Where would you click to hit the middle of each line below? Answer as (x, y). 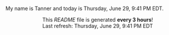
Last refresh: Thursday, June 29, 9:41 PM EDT (98, 26)
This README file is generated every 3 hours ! (98, 20)
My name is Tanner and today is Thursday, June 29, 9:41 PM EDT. (85, 8)
